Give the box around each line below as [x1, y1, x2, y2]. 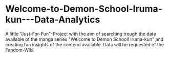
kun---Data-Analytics [5, 14, 100, 25]
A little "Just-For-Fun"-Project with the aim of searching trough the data [5, 31, 156, 37]
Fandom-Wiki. [5, 47, 35, 53]
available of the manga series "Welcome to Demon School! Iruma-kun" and [5, 36, 164, 42]
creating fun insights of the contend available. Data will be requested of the [5, 41, 164, 47]
